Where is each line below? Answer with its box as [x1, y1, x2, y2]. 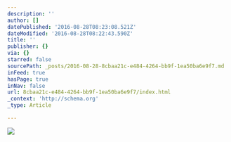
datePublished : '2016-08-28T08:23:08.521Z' [7, 23, 137, 30]
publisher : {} [7, 43, 49, 50]
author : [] [7, 17, 39, 24]
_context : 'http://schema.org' [7, 96, 99, 103]
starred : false [7, 56, 52, 63]
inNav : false [7, 82, 46, 89]
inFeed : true [7, 69, 46, 76]
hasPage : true [7, 75, 49, 83]
